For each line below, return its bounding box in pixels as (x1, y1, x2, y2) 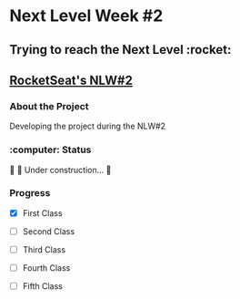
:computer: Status (9, 143, 92, 156)
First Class (22, 207, 63, 219)
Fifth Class (22, 281, 64, 292)
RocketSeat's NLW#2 (9, 72, 134, 88)
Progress (9, 187, 51, 200)
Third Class (22, 243, 66, 255)
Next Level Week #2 (9, 5, 164, 26)
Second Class (22, 225, 75, 237)
